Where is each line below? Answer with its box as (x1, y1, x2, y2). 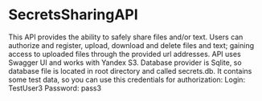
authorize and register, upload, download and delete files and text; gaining (8, 40, 255, 50)
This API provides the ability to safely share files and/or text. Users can (8, 32, 244, 42)
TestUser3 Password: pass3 (8, 83, 102, 93)
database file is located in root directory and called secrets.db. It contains (8, 66, 252, 75)
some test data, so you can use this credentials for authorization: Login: (8, 75, 246, 84)
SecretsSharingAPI (8, 6, 138, 24)
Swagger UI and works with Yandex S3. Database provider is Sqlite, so (8, 58, 243, 67)
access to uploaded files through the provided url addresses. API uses (8, 49, 241, 59)
